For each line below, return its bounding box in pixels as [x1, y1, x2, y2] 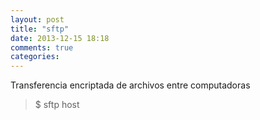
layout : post [10, 14, 65, 25]
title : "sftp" [10, 24, 70, 34]
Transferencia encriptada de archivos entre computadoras [10, 79, 251, 91]
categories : [10, 52, 60, 62]
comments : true [10, 42, 74, 53]
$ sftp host [34, 99, 80, 111]
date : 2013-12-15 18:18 [10, 33, 110, 43]
